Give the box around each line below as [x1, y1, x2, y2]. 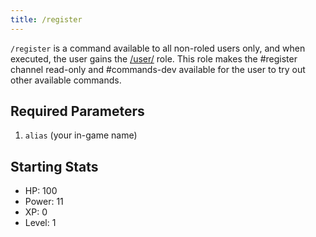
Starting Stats [10, 158, 99, 175]
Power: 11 [24, 196, 64, 208]
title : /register [10, 14, 83, 25]
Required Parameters [10, 103, 145, 120]
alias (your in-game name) [24, 129, 138, 141]
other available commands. [10, 74, 122, 86]
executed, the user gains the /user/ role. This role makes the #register [10, 52, 298, 65]
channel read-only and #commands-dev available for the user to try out [10, 63, 306, 75]
